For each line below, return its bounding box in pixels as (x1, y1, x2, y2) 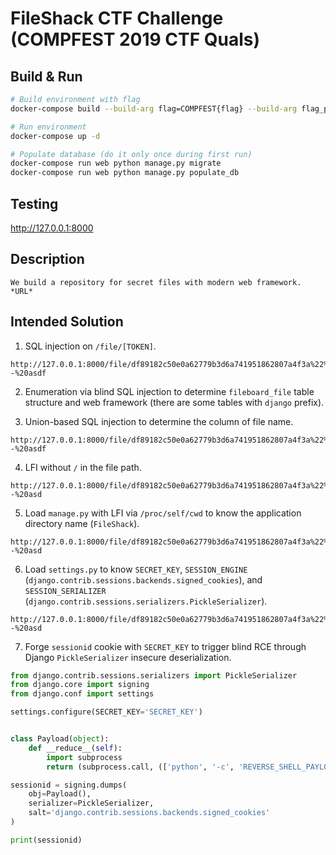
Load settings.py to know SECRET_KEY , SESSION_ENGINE (24, 563, 248, 575)
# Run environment (10, 122, 87, 132)
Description (10, 251, 85, 268)
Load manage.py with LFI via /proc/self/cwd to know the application (24, 507, 302, 519)
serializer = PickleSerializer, (28, 798, 155, 809)
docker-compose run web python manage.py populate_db (10, 168, 240, 178)
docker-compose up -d (10, 131, 101, 141)
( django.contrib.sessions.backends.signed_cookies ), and (24, 573, 263, 586)
